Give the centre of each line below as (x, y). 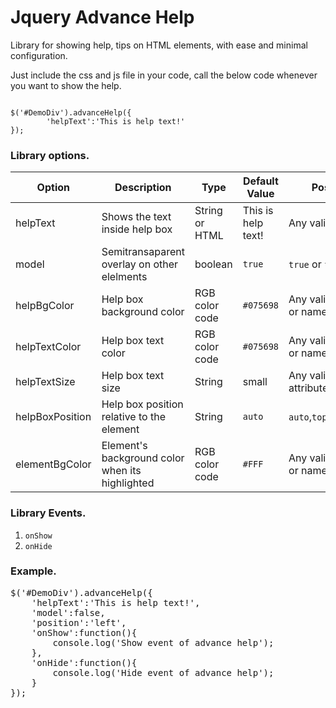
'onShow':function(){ (84, 632)
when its (121, 471)
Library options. (50, 155)
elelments (124, 277)
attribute (308, 388)
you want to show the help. (66, 85)
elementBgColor (53, 464)
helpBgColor (45, 306)
